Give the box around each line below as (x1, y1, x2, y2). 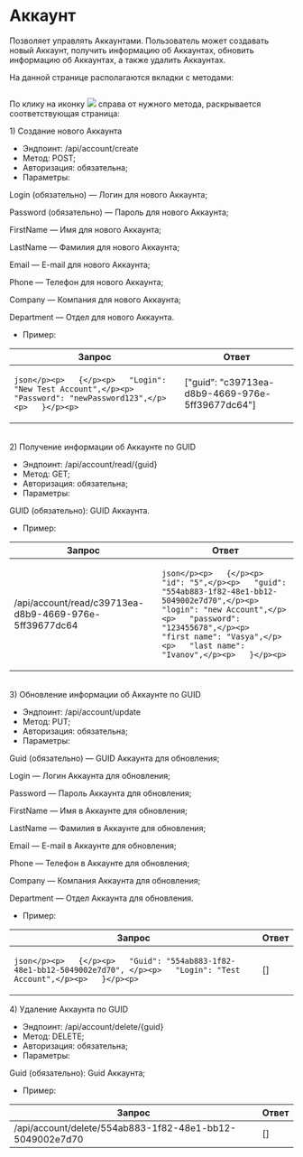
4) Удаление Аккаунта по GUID (9, 1004, 129, 1014)
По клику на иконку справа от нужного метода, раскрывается (9, 98, 262, 109)
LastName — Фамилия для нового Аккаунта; (9, 241, 180, 253)
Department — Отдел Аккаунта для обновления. (9, 893, 194, 903)
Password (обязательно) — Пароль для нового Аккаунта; (9, 207, 229, 218)
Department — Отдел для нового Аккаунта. (9, 311, 175, 322)
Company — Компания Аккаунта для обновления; (9, 875, 201, 885)
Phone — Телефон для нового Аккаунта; (9, 276, 164, 287)
